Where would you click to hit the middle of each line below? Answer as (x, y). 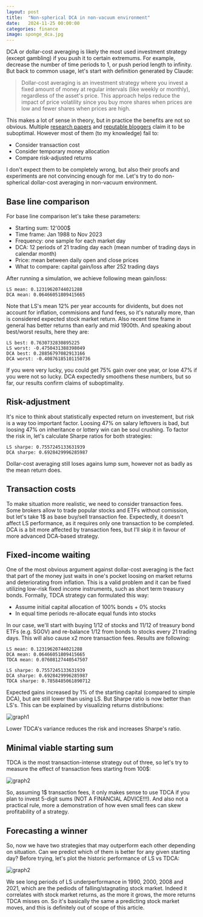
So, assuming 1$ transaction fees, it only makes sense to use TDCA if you (98, 793)
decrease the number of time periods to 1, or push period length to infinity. (99, 65)
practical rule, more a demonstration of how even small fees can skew (94, 805)
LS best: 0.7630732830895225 (43, 343)
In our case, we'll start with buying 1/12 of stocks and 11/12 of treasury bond (101, 625)
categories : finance (32, 29)
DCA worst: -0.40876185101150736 (48, 358)
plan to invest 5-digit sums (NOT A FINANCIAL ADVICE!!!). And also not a (98, 799)
